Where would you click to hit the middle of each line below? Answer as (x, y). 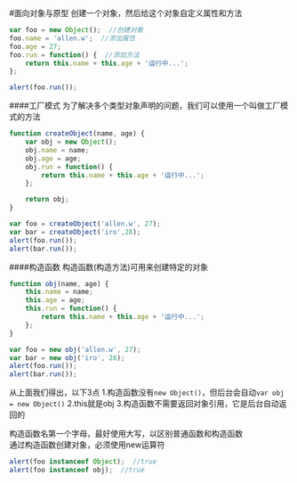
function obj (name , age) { (59, 283)
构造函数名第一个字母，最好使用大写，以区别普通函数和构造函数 (126, 434)
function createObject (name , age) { (77, 134)
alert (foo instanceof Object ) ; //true (83, 462)
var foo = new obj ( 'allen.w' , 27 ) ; (75, 349)
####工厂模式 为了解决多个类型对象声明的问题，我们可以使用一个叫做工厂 (145, 106)
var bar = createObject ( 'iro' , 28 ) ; (75, 232)
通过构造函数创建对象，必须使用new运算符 (87, 445)
